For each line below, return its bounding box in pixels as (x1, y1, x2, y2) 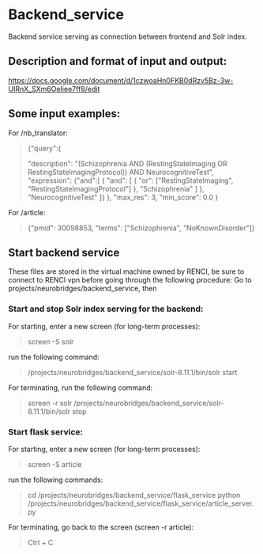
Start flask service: (8, 426, 83, 437)
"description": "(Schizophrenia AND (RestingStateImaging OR (27, 158, 227, 168)
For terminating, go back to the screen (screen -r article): (8, 522, 194, 532)
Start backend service (8, 245, 120, 259)
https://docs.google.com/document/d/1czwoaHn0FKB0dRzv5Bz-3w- (8, 75, 234, 85)
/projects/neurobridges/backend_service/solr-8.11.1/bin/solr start (27, 367, 238, 377)
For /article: (8, 207, 46, 217)
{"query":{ (27, 143, 62, 153)
